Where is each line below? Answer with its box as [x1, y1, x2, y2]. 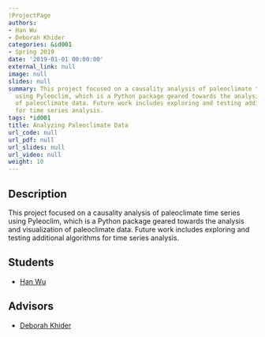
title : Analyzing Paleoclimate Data [8, 121, 129, 129]
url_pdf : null [8, 135, 55, 144]
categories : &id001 [8, 41, 73, 49]
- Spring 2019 [8, 48, 55, 56]
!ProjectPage [8, 11, 51, 20]
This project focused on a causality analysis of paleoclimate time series [8, 208, 241, 217]
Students [8, 256, 54, 269]
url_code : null [8, 128, 58, 136]
